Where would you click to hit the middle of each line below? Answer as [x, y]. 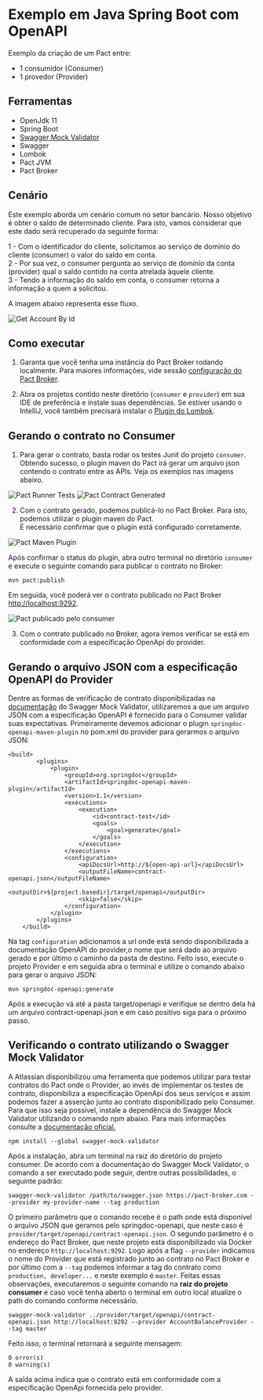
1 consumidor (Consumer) [62, 68]
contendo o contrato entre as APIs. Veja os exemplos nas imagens [126, 472]
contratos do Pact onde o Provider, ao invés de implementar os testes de [126, 1085]
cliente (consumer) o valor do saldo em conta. [82, 254]
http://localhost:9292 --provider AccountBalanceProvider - [154, 1322]
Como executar [46, 343]
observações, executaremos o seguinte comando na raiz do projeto [118, 1283]
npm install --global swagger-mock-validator [84, 1141]
